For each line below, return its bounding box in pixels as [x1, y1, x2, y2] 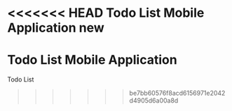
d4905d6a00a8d [129, 96, 179, 105]
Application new [7, 20, 104, 36]
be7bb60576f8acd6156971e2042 [129, 89, 226, 98]
